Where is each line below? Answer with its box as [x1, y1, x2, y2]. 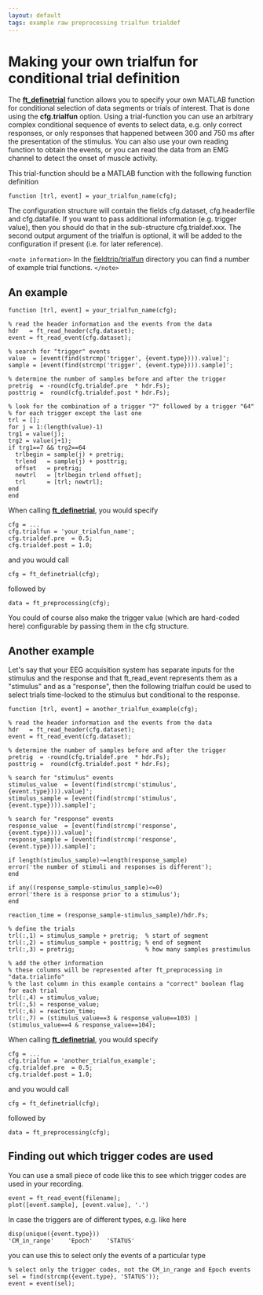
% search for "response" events [8, 815, 114, 823]
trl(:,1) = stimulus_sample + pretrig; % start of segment [8, 932, 210, 940]
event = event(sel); [8, 1279, 76, 1287]
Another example [8, 644, 95, 658]
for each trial [8, 987, 58, 995]
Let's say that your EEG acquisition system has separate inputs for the [8, 665, 235, 675]
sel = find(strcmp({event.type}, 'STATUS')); [8, 1272, 159, 1280]
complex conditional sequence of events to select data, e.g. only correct [8, 120, 243, 129]
